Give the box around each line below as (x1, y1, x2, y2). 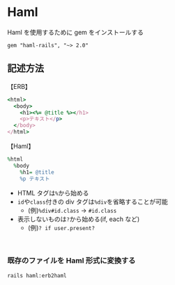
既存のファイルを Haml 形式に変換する (7, 256, 136, 266)
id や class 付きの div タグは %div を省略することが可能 (17, 197, 169, 206)
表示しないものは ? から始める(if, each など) (17, 215, 140, 223)
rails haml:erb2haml (7, 272, 68, 279)
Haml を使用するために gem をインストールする (7, 28, 144, 36)
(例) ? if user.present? (27, 223, 96, 231)
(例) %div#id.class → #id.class (27, 206, 117, 214)
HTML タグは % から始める (17, 188, 89, 197)
